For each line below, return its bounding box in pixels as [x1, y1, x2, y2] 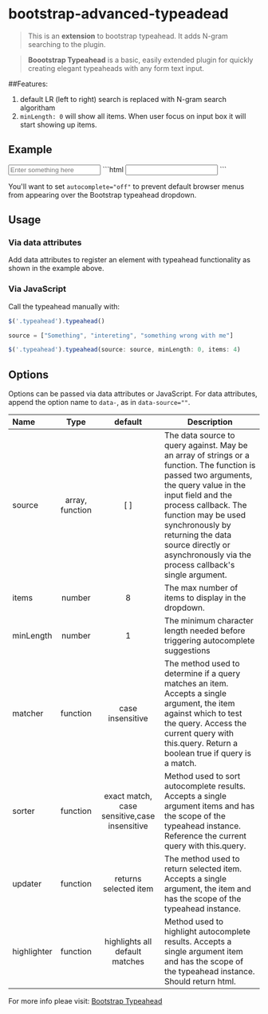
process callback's [164, 560, 235, 571]
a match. [164, 758, 197, 769]
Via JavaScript [8, 284, 66, 295]
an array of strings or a [164, 450, 250, 461]
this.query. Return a [164, 738, 238, 749]
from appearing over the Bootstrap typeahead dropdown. [8, 190, 197, 199]
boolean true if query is [164, 748, 251, 759]
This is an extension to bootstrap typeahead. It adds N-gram [27, 31, 229, 41]
